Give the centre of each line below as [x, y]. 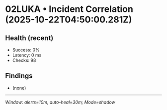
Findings [19, 76]
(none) [19, 88]
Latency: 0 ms [27, 55]
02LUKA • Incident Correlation [69, 9]
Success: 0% [26, 50]
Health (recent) [29, 38]
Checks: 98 [24, 60]
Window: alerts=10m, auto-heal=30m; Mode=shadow [60, 102]
